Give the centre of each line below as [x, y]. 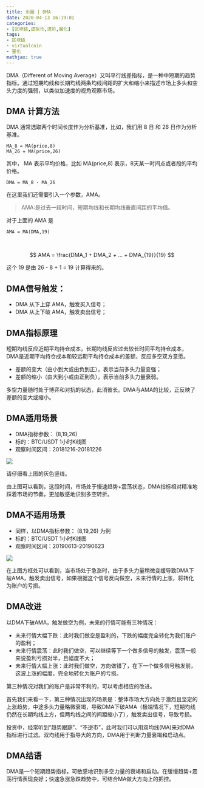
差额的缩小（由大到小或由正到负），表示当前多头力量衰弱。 [88, 377]
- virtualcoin [24, 46]
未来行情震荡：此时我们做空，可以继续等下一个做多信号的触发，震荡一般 [105, 650]
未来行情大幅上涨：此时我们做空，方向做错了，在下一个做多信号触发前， [105, 665]
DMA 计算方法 [33, 111]
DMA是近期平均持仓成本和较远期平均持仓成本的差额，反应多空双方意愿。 [98, 357]
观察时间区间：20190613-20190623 [59, 546]
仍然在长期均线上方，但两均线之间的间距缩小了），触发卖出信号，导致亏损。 [101, 714]
